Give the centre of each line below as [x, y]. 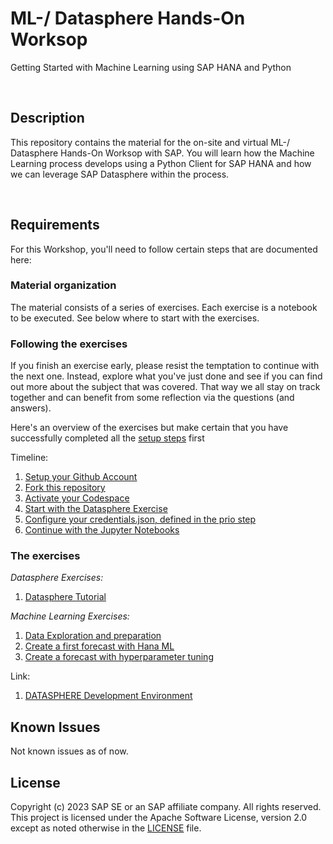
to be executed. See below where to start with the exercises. [135, 318]
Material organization [63, 285]
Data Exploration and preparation [93, 636]
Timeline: [29, 458]
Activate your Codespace [77, 498]
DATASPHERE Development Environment [108, 696]
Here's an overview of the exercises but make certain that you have [149, 428]
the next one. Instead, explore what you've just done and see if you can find [166, 376]
